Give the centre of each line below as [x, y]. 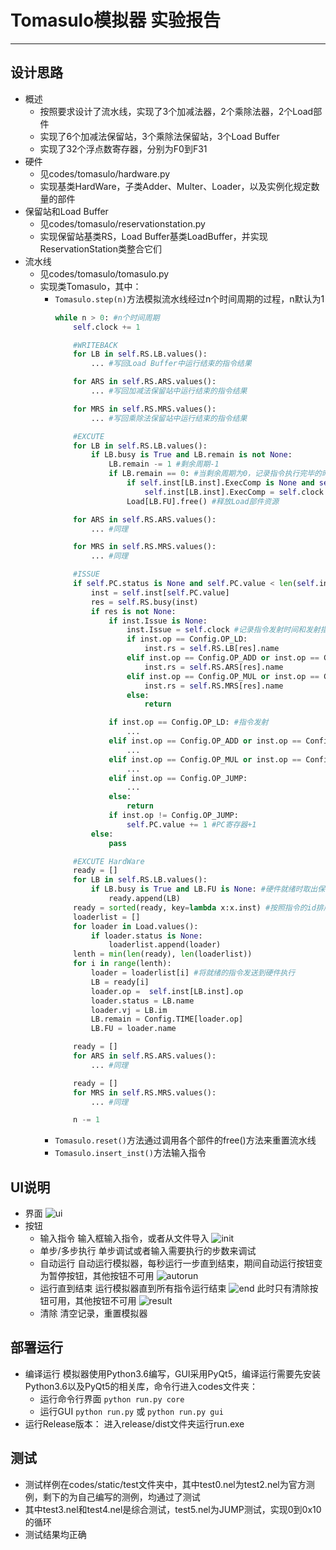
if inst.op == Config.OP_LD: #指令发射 [188, 722]
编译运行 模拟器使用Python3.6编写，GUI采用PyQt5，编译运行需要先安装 [172, 1373]
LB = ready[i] [120, 982]
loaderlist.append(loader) [165, 945]
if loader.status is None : [146, 936]
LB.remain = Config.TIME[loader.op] [167, 1019]
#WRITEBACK [95, 345]
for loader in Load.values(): [136, 926]
